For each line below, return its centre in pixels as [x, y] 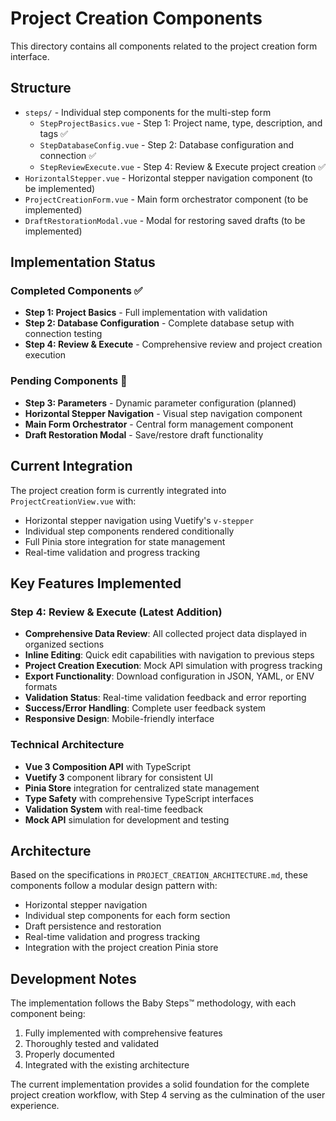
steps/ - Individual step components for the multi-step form [148, 112]
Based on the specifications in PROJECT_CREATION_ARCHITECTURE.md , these [159, 875]
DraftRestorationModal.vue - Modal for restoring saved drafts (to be [165, 220]
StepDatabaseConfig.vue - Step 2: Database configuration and [167, 144]
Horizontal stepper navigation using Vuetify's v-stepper [139, 520]
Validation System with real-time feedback [114, 809]
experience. [35, 1106]
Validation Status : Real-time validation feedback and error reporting [165, 698]
